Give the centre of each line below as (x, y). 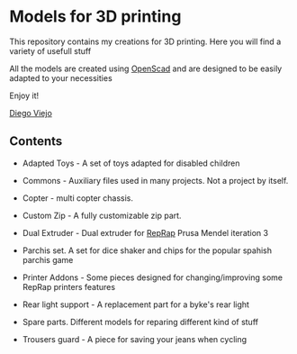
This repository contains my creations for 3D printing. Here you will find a (145, 41)
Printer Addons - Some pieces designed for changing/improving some (153, 277)
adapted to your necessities (61, 77)
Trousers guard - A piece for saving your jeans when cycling (135, 339)
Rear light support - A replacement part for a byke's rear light (136, 304)
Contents (36, 141)
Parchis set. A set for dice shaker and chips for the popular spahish (147, 250)
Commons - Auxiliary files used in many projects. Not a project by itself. (155, 180)
